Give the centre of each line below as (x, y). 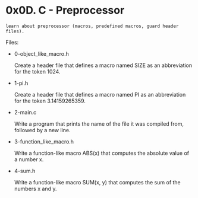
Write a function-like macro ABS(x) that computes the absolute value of (102, 153)
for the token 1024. (37, 71)
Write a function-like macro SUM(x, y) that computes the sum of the (97, 182)
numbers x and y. (35, 189)
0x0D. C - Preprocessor (65, 10)
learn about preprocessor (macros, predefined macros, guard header (92, 26)
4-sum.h (25, 171)
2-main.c (25, 112)
